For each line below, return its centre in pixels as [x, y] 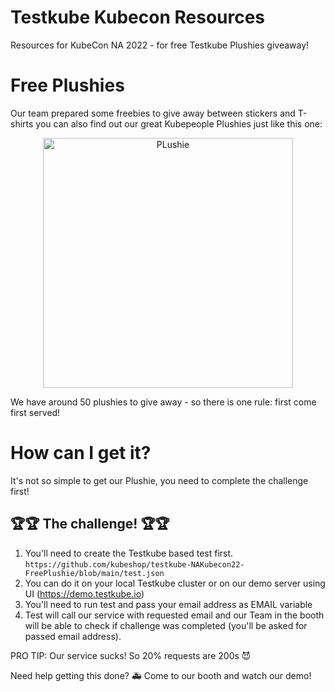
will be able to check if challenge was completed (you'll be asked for [166, 625]
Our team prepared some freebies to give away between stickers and [153, 113]
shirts [22, 123]
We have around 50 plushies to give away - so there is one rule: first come [163, 402]
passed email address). [73, 636]
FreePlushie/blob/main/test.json [94, 573]
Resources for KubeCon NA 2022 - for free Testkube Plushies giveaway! [160, 45]
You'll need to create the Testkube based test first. [129, 553]
